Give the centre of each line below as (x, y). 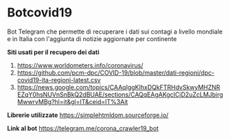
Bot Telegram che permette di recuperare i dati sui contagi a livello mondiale (115, 31)
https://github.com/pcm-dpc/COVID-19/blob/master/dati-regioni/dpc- (116, 73)
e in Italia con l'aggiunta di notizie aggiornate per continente (92, 38)
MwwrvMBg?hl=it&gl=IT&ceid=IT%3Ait (72, 101)
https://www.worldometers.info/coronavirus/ (80, 65)
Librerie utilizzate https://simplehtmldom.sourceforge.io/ (88, 115)
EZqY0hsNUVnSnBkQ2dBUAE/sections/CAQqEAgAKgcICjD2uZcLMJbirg (120, 94)
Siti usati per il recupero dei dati (53, 52)
